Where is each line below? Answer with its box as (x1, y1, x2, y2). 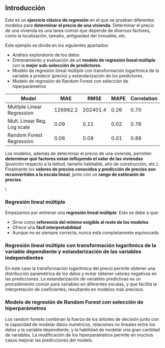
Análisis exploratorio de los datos (12, 52, 80, 58)
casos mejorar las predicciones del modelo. (5, 337, 93, 343)
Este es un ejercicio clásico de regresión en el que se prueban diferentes (5, 17, 155, 23)
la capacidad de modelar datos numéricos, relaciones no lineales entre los (5, 321, 156, 327)
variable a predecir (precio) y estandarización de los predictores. (12, 72, 144, 78)
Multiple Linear (7, 103, 42, 110)
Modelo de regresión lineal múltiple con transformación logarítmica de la (12, 68, 159, 73)
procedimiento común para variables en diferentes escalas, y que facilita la (5, 281, 157, 287)
